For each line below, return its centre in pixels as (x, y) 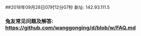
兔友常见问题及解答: (29, 21)
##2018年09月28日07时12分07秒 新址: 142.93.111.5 (57, 7)
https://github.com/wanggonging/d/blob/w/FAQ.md (70, 28)
